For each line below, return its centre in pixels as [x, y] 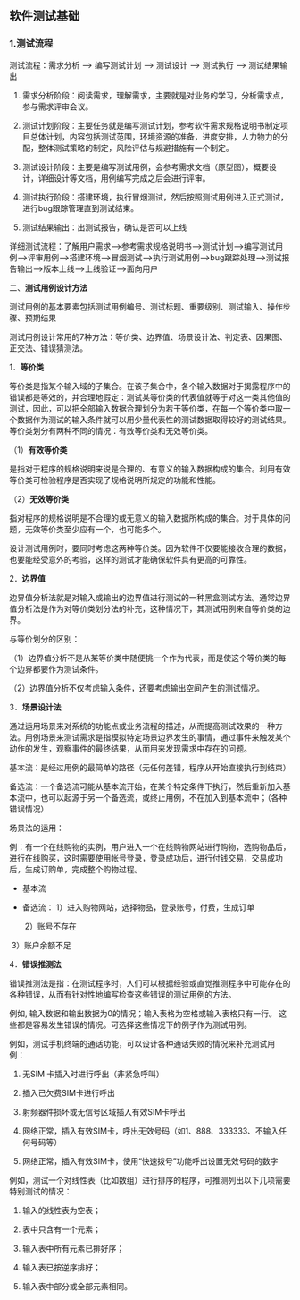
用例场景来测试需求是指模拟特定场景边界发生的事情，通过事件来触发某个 [158, 737]
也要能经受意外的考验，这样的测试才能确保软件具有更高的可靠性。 [130, 559]
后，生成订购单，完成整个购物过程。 [76, 869]
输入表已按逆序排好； [61, 1267]
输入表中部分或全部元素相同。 [77, 1286]
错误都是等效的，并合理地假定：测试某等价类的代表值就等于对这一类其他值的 [150, 397]
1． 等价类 [27, 367]
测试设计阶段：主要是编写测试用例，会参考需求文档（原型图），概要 [146, 166]
